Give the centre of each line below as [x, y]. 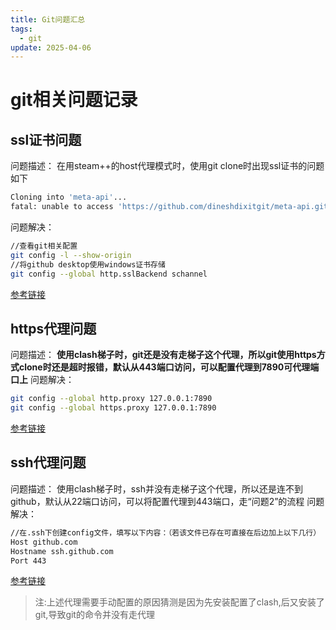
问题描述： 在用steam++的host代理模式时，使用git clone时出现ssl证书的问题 [167, 166]
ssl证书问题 [46, 139]
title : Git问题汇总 [48, 19]
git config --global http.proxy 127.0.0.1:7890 [111, 399]
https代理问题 [53, 328]
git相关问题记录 [74, 100]
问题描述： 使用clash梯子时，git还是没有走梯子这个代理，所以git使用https [163, 355]
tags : [21, 29]
